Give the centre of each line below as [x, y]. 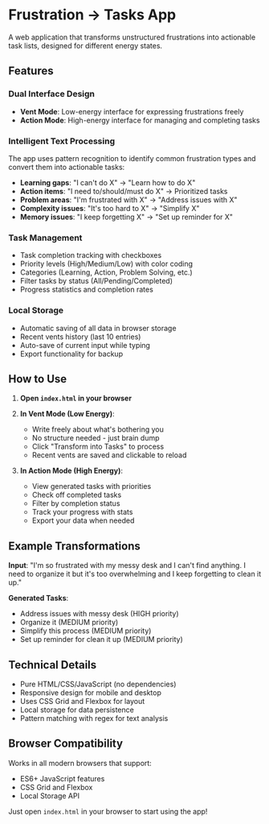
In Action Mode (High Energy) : [71, 471]
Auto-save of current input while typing [85, 345]
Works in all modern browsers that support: [80, 763]
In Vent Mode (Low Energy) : [67, 414]
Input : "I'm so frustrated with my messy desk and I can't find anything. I [127, 565]
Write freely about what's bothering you [98, 429]
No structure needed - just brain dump [96, 438]
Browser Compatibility [65, 744]
